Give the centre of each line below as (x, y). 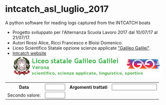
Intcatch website (29, 53)
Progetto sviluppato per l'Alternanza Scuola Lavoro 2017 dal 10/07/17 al (85, 32)
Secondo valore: (24, 95)
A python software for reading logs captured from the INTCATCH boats (78, 23)
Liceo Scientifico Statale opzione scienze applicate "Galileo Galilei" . (81, 48)
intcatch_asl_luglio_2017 (57, 9)
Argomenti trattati (88, 87)
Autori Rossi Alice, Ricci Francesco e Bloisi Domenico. (68, 42)
